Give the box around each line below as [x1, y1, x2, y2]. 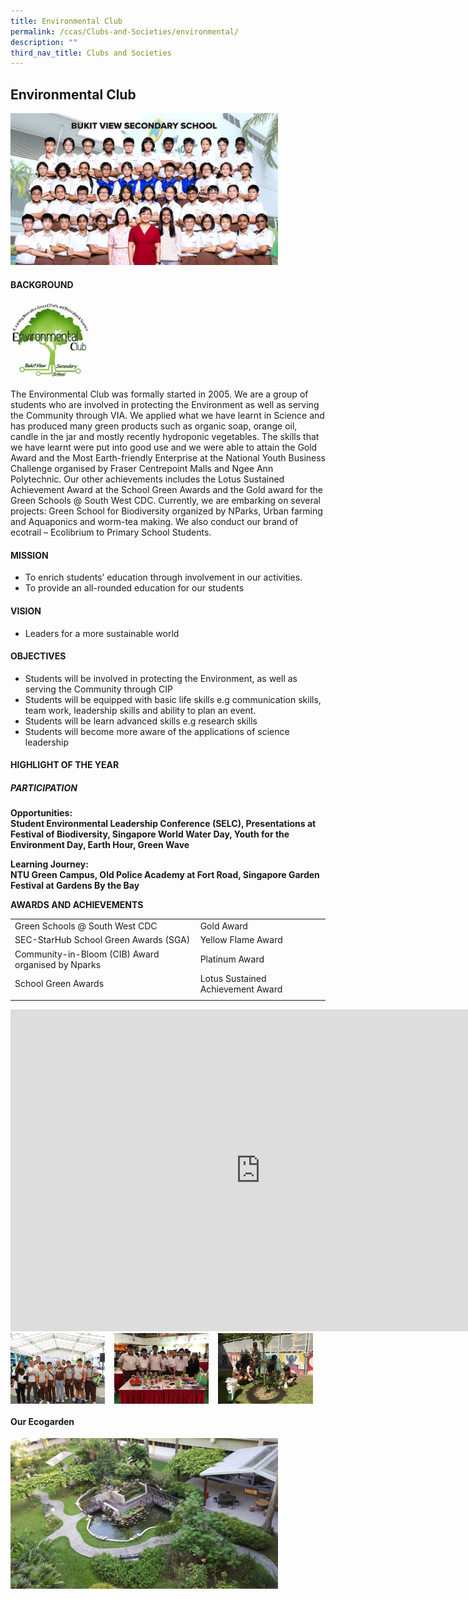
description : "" [10, 37, 78, 47]
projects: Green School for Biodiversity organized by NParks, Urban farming [10, 505, 323, 517]
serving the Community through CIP [24, 683, 173, 695]
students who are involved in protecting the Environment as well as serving [10, 399, 320, 411]
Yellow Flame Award [199, 934, 283, 946]
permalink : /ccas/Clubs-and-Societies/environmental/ [10, 26, 240, 37]
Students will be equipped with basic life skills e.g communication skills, [24, 693, 322, 705]
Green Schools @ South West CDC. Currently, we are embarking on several [10, 495, 321, 507]
